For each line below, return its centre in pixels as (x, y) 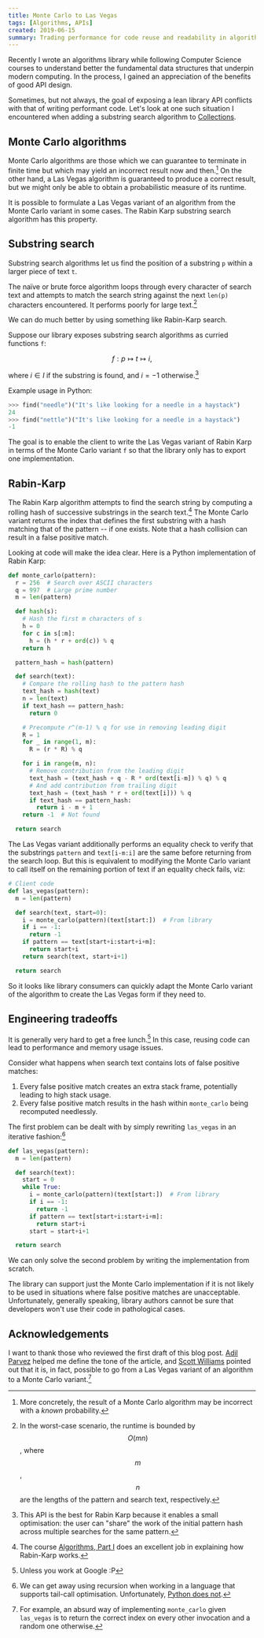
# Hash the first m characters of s (82, 619)
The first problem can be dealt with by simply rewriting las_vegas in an (122, 1127)
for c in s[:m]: (49, 633)
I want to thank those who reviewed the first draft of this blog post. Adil (123, 1353)
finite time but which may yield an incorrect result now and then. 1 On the (125, 170)
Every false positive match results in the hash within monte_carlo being (134, 1103)
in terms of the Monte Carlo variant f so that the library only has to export (127, 451)
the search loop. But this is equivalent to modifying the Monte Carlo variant (130, 861)
